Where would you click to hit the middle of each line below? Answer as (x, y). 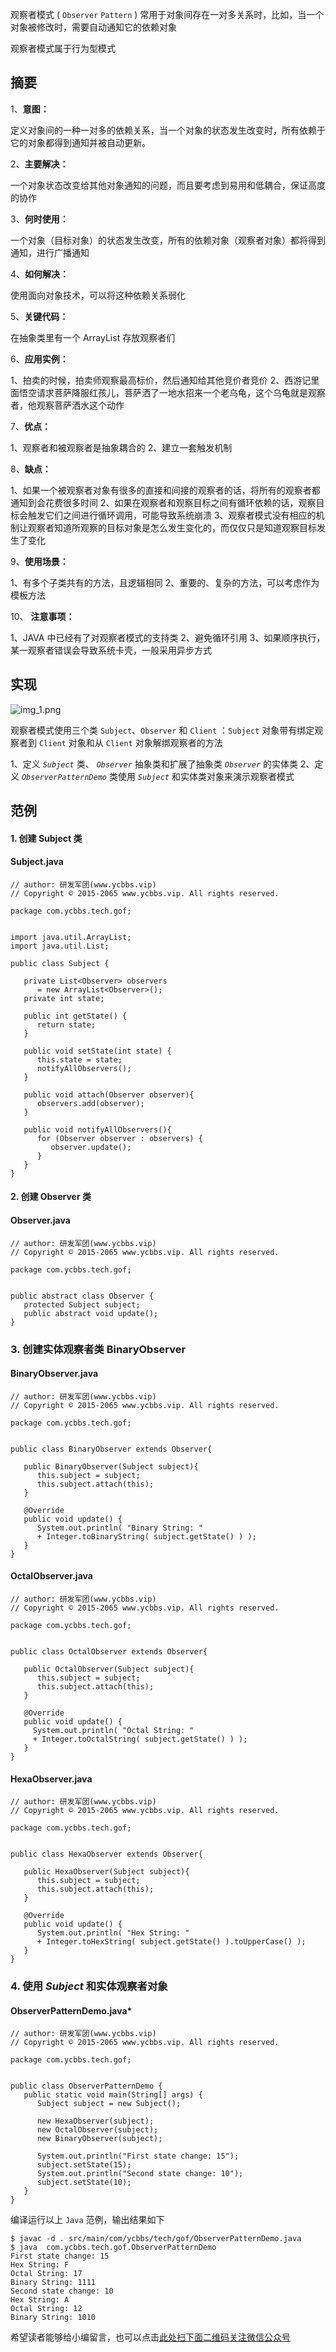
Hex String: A (40, 2300)
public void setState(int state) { (97, 1051)
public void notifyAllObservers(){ (97, 1129)
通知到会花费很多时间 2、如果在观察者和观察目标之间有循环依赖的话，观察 (163, 502)
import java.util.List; (60, 946)
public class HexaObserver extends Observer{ (106, 1854)
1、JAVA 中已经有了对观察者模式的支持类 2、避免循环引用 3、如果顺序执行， (168, 637)
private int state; (64, 998)
